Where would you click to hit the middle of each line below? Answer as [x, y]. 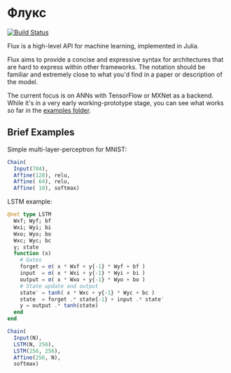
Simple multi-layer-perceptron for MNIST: [67, 149]
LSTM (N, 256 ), [34, 344]
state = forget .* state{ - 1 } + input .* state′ [92, 299]
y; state [26, 247]
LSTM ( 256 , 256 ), [37, 351]
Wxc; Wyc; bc [33, 240]
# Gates [31, 260]
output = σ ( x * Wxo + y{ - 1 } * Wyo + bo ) [83, 279]
